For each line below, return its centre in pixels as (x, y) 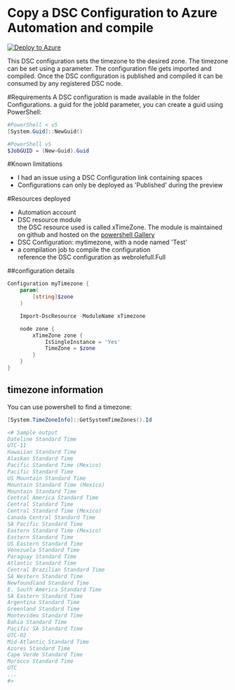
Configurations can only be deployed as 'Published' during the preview (120, 185)
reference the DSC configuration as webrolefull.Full (92, 257)
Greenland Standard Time (43, 609)
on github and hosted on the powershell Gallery (86, 235)
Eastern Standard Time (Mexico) (54, 530)
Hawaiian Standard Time (42, 452)
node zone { (37, 328)
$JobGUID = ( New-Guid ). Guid (48, 151)
